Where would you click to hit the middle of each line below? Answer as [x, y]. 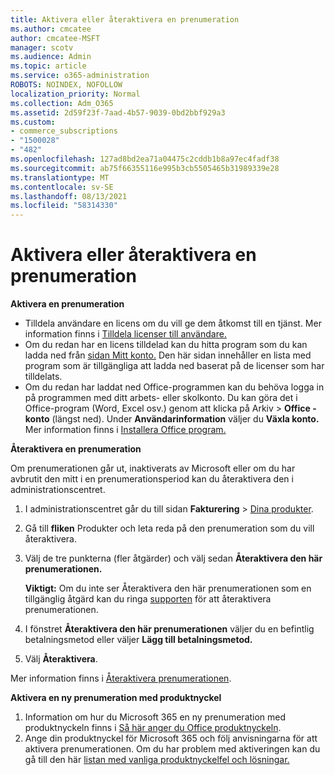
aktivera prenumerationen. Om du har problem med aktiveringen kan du [172, 749]
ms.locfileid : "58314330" [64, 206]
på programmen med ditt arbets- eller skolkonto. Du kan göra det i [161, 398]
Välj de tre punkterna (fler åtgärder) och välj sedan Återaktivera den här [173, 558]
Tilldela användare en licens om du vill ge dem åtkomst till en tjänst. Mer [173, 323]
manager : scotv [42, 47]
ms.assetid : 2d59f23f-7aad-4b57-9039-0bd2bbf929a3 [118, 112]
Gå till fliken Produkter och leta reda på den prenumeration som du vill [169, 528]
